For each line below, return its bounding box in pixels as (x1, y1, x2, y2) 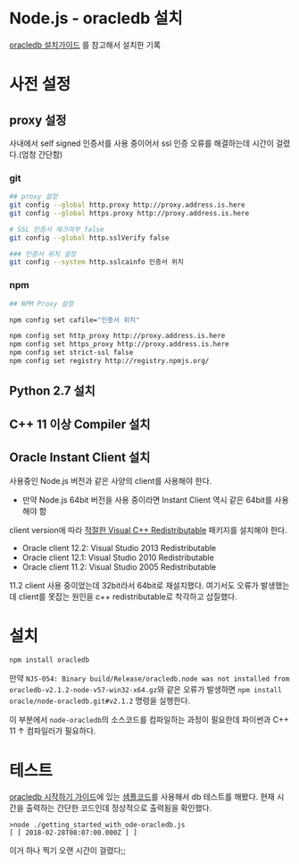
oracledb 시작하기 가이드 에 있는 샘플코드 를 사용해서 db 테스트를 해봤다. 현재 (9, 792, 275, 802)
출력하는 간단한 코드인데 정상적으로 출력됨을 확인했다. (25, 802, 212, 814)
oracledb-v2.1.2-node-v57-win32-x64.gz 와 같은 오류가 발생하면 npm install (9, 684, 283, 695)
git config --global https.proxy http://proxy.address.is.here (9, 208, 250, 217)
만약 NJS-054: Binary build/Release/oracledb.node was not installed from (9, 673, 290, 684)
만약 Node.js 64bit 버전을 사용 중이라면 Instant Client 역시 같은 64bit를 (21, 494, 273, 505)
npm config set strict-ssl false (9, 348, 134, 358)
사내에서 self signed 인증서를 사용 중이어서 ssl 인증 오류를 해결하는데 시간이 (9, 138, 274, 148)
